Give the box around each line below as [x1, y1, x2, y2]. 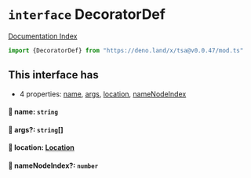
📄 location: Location [8, 143, 75, 152]
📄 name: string [8, 107, 59, 117]
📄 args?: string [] [8, 125, 64, 134]
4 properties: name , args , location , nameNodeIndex [19, 89, 187, 99]
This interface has [8, 68, 100, 82]
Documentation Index [8, 31, 78, 41]
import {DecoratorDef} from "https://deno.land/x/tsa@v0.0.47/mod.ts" [8, 46, 244, 54]
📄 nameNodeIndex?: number [8, 161, 99, 170]
